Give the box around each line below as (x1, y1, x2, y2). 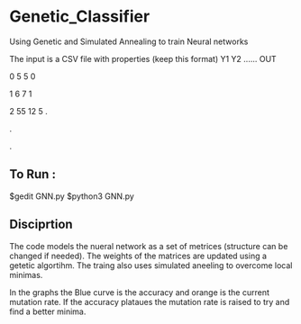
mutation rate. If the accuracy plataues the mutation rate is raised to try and (9, 296, 290, 307)
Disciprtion (9, 217, 74, 232)
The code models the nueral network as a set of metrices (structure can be (9, 240, 288, 251)
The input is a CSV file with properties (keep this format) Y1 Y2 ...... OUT (9, 53, 277, 64)
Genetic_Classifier (9, 6, 150, 27)
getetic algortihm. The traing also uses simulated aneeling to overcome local (9, 259, 293, 271)
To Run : (9, 166, 57, 182)
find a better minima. (9, 306, 87, 317)
